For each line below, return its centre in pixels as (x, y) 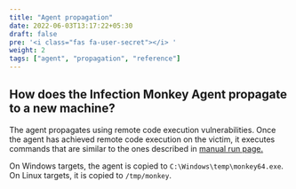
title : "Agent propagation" (61, 17)
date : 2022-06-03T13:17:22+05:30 (71, 26)
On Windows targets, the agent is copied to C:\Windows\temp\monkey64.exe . (147, 166)
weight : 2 (28, 51)
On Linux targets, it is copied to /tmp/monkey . (90, 175)
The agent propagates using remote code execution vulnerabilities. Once (143, 130)
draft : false (33, 34)
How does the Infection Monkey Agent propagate (148, 94)
